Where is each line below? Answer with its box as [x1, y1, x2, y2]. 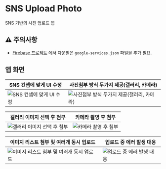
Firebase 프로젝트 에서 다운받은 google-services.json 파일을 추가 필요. [12, 50, 152, 56]
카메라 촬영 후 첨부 [75, 114, 116, 121]
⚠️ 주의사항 [5, 35, 38, 44]
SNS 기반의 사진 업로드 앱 [5, 20, 55, 26]
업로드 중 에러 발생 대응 [105, 138, 157, 145]
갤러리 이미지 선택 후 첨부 [10, 114, 66, 121]
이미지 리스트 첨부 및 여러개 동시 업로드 [9, 138, 95, 145]
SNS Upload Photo [5, 3, 83, 14]
